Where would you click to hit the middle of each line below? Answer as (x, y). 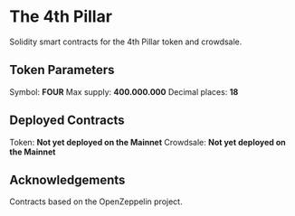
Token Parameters (62, 70)
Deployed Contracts (67, 121)
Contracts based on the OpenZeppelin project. (96, 202)
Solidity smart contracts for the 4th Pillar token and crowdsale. (126, 42)
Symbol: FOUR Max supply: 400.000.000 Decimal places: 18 (124, 91)
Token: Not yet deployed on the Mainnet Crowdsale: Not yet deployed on (148, 142)
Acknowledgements (67, 179)
